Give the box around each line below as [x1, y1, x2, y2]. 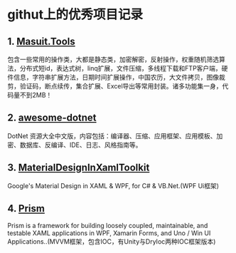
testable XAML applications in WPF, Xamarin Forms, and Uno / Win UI [7, 229, 211, 237]
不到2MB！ [19, 91, 53, 99]
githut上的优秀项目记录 [7, 6, 144, 23]
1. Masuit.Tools [7, 35, 76, 47]
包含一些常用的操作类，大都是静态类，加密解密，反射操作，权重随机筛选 [7, 55, 219, 63]
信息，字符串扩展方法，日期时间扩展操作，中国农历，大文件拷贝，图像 [13, 73, 219, 81]
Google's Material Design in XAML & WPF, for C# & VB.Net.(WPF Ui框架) [7, 181, 219, 190]
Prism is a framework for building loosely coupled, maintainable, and [7, 222, 208, 230]
